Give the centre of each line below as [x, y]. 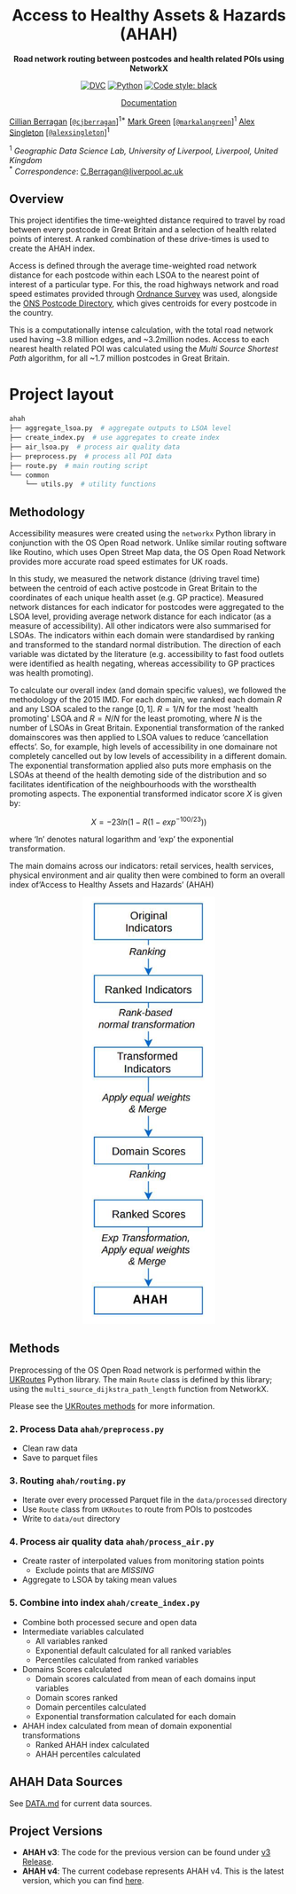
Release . [38, 1862]
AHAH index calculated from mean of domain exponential [127, 1726]
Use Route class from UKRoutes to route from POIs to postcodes [137, 1509]
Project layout [62, 394]
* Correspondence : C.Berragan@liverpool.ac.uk [96, 170]
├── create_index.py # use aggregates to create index [114, 438]
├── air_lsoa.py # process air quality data [94, 447]
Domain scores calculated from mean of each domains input [145, 1679]
